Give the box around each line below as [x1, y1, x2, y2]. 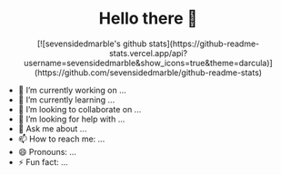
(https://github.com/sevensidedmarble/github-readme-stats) [35, 67, 262, 78]
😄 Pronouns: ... [17, 146, 77, 157]
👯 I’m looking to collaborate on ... [17, 103, 142, 114]
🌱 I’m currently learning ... [17, 94, 115, 105]
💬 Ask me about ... [17, 122, 87, 134]
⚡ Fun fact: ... [17, 156, 68, 167]
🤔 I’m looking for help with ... [17, 113, 125, 124]
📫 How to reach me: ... [17, 133, 105, 144]
